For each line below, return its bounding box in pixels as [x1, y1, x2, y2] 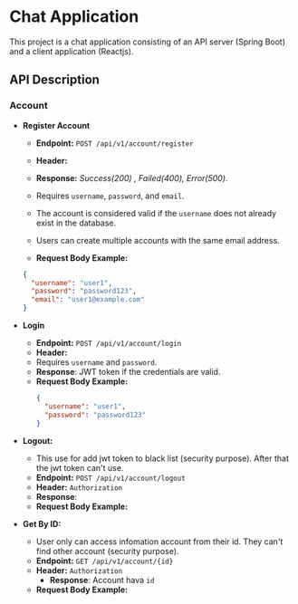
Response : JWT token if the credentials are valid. [35, 367, 221, 377]
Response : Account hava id [49, 574, 155, 585]
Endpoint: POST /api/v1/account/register [35, 138, 194, 149]
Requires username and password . [35, 357, 158, 368]
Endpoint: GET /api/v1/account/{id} [35, 555, 174, 566]
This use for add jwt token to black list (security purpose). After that [35, 453, 290, 464]
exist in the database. [35, 217, 117, 228]
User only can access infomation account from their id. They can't [35, 536, 284, 547]
